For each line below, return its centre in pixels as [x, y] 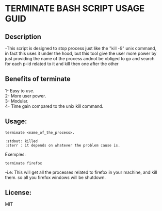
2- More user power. [25, 96]
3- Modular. [17, 101]
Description [23, 37]
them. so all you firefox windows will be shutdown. [55, 177]
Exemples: [15, 154]
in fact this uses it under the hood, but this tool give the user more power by [81, 53]
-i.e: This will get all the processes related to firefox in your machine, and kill [81, 172]
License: [18, 193]
